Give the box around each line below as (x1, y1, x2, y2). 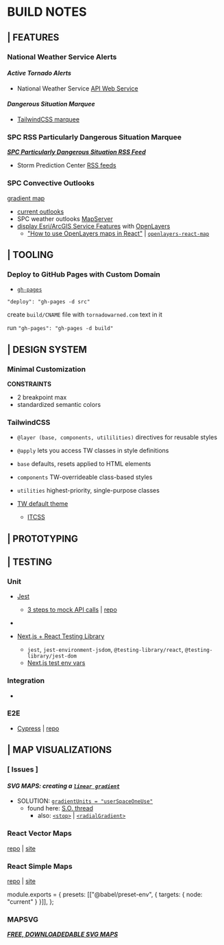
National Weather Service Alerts (7, 52, 117, 62)
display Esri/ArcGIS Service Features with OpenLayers (16, 222, 171, 230)
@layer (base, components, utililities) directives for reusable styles (16, 433, 218, 441)
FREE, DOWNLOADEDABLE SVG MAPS (7, 931, 119, 939)
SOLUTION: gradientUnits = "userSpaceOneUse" (16, 797, 153, 805)
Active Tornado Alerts (7, 69, 72, 78)
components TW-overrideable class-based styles (16, 473, 153, 481)
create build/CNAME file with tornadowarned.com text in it (7, 310, 163, 319)
